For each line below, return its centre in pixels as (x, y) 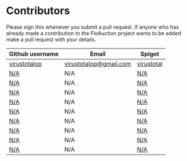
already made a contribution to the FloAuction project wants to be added (94, 33)
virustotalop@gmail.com (98, 64)
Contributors (38, 11)
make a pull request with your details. (51, 39)
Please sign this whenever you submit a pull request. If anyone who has (93, 27)
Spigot (150, 54)
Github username (34, 54)
